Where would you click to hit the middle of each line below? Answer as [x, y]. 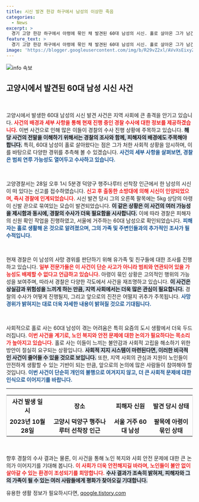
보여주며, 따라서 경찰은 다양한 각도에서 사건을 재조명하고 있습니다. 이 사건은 [104, 281]
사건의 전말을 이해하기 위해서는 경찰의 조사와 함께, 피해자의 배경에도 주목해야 [100, 137]
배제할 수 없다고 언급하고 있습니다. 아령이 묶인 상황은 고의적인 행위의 [100, 274]
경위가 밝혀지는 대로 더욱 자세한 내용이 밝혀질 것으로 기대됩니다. [79, 304]
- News [20, 22]
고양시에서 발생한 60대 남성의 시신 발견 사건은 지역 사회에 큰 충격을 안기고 [92, 115]
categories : [21, 17]
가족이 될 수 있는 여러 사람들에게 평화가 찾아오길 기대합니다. [80, 480]
